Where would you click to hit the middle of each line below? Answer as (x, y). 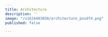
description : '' (22, 14)
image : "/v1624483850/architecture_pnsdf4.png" (54, 18)
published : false (23, 23)
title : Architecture (26, 9)
